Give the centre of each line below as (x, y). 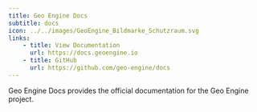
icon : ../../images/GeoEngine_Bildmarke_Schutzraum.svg (104, 30)
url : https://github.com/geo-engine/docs (100, 68)
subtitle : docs (34, 23)
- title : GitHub (50, 61)
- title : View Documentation (71, 46)
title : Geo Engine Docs (48, 16)
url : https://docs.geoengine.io (84, 53)
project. (21, 99)
